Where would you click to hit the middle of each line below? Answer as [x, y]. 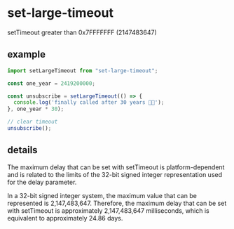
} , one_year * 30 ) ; [36, 109]
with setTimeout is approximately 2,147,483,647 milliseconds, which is [108, 210]
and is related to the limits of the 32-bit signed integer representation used [115, 174]
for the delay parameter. [42, 182]
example [27, 54]
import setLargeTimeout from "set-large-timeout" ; [83, 71]
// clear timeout [33, 122]
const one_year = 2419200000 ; [51, 83]
